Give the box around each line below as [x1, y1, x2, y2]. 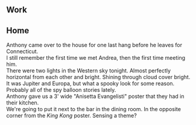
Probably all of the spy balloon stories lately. [6, 86, 116, 94]
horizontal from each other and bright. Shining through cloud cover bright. [6, 74, 191, 81]
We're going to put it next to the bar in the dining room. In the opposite [6, 106, 181, 113]
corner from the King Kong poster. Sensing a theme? [6, 112, 137, 120]
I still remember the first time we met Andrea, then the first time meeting [6, 54, 186, 62]
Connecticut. [6, 48, 39, 55]
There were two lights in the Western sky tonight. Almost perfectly [6, 67, 171, 74]
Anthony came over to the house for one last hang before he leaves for [6, 42, 183, 49]
